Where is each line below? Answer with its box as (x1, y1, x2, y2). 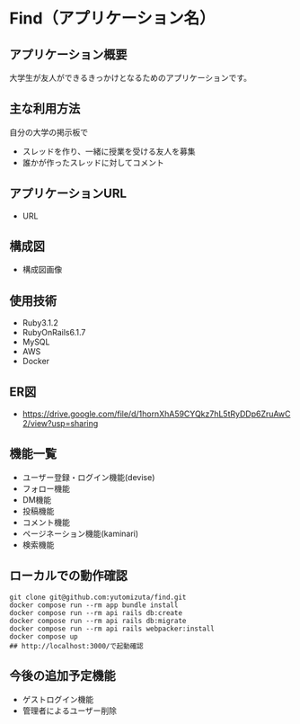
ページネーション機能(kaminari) (22, 528, 139, 539)
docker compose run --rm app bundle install (9, 600, 179, 610)
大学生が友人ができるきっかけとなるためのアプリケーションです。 (9, 73, 252, 83)
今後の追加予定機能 (9, 668, 116, 684)
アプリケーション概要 (9, 47, 128, 62)
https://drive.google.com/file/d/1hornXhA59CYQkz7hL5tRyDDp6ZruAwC (22, 408, 291, 419)
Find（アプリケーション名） (9, 8, 216, 29)
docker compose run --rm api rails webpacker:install (9, 624, 216, 633)
